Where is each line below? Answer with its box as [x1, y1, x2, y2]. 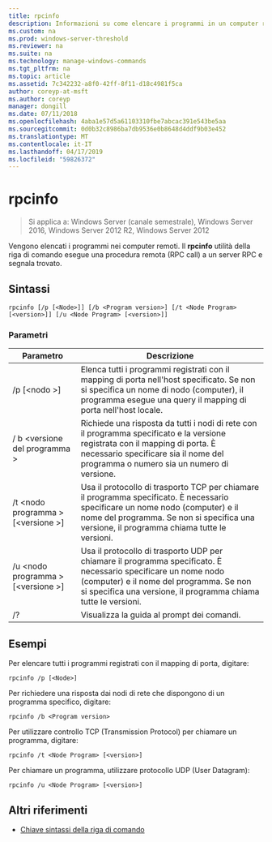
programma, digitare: [8, 736, 79, 745]
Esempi [8, 637, 47, 651]
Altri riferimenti [8, 803, 87, 817]
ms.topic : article [8, 72, 70, 80]
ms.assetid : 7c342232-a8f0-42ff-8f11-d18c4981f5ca [8, 79, 183, 88]
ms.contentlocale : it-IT [8, 140, 92, 148]
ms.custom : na [8, 27, 57, 35]
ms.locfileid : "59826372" [8, 155, 96, 163]
